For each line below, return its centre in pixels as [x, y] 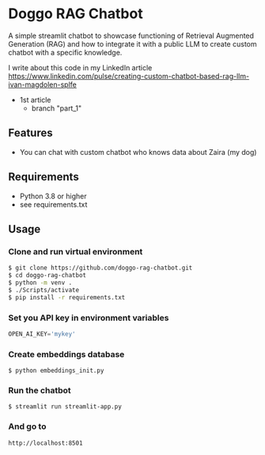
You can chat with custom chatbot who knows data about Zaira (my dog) [138, 152]
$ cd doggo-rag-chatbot [47, 276]
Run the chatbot [40, 390]
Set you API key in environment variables [89, 318]
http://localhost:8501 [45, 443]
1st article [35, 100]
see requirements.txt [53, 204]
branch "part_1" [57, 108]
